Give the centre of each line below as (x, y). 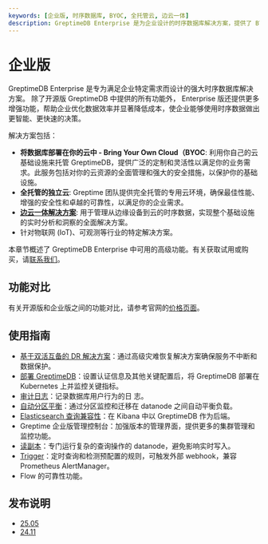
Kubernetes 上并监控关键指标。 (71, 386)
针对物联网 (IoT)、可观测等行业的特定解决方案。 (99, 232)
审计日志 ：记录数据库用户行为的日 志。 (84, 396)
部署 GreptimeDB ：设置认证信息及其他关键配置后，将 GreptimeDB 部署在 (140, 376)
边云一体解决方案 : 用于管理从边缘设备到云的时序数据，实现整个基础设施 (137, 212)
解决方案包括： (33, 136)
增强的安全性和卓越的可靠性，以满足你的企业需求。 (104, 203)
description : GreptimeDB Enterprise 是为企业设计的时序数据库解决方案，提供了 (130, 23)
